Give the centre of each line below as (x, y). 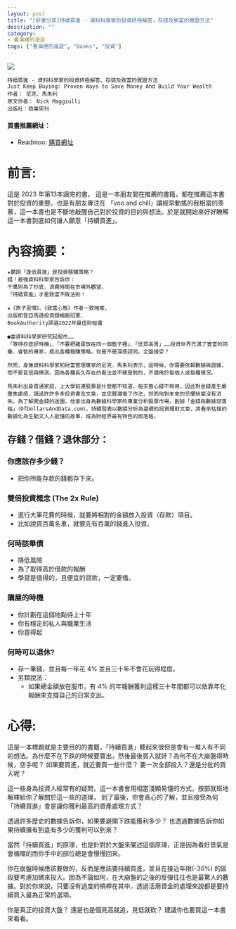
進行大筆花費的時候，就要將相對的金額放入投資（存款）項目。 (107, 515)
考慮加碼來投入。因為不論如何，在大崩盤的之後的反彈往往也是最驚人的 (121, 877)
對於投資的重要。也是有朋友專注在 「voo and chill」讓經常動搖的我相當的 (113, 203)
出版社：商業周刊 (28, 109)
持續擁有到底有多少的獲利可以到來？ (65, 829)
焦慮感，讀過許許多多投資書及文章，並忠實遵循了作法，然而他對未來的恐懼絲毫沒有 (114, 394)
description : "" (31, 27)
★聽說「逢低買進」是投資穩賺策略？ (51, 272)
